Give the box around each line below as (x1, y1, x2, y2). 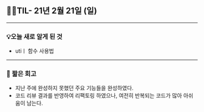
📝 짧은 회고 (6, 70, 36, 78)
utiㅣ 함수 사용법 (15, 47, 55, 54)
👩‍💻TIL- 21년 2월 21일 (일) (6, 5, 97, 16)
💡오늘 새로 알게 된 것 (6, 32, 63, 41)
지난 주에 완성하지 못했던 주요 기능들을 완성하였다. (15, 84, 134, 92)
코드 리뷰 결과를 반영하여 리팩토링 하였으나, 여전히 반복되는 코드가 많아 (15, 92, 182, 99)
